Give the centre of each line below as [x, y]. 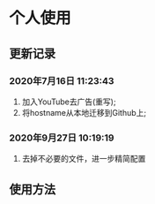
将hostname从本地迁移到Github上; [84, 112]
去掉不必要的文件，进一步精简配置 [84, 159]
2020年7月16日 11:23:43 [62, 80]
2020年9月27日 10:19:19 [62, 138]
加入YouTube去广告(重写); [69, 102]
